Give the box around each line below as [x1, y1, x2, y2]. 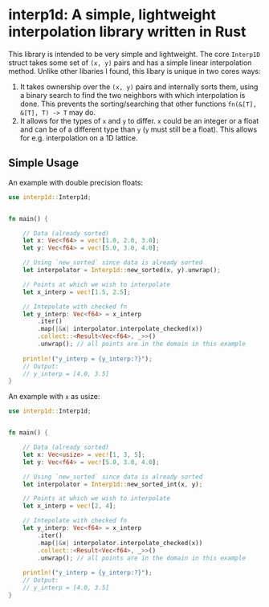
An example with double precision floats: [8, 177, 143, 187]
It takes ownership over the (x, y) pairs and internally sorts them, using [19, 82, 259, 92]
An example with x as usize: [8, 392, 100, 401]
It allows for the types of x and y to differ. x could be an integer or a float [19, 116, 259, 125]
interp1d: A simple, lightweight [8, 6, 217, 24]
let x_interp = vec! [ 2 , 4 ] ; [22, 502, 116, 511]
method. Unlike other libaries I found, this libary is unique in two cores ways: [8, 66, 261, 75]
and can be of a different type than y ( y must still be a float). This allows [19, 124, 258, 134]
